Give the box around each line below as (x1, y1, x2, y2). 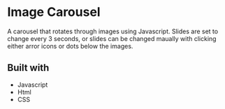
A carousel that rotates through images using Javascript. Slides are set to (7, 27, 219, 35)
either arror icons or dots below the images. (7, 42, 133, 50)
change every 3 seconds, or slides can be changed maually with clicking (7, 34, 217, 42)
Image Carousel (7, 4, 101, 20)
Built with (7, 62, 50, 74)
